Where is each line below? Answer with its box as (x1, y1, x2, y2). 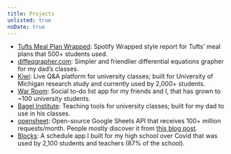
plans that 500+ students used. (17, 50, 108, 58)
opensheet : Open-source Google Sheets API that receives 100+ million (17, 117, 222, 125)
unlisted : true (7, 17, 52, 24)
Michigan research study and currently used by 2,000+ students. (17, 80, 206, 88)
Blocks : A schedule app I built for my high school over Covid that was (17, 132, 218, 140)
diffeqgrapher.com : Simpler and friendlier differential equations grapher (17, 57, 224, 66)
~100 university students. (17, 94, 91, 103)
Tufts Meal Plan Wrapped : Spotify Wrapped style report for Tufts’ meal (17, 43, 221, 51)
